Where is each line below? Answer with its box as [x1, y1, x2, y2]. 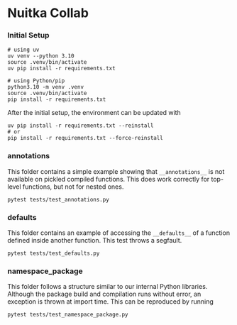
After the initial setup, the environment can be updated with [7, 109, 181, 117]
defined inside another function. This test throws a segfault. [7, 236, 182, 245]
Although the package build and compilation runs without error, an [7, 290, 202, 299]
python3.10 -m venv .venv [7, 84, 84, 91]
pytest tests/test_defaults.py [7, 250, 100, 257]
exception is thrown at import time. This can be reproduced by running [7, 297, 214, 306]
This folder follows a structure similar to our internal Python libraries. [7, 282, 208, 291]
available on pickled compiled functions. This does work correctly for [7, 175, 210, 183]
